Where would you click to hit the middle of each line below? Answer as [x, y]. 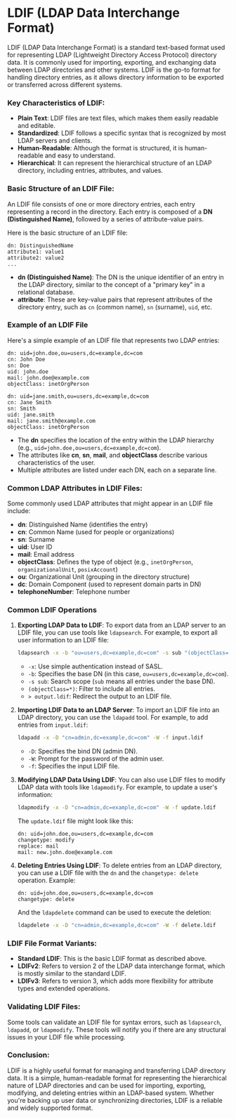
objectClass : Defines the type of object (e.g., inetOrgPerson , [105, 562]
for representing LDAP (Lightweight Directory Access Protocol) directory [112, 55]
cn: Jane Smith [29, 402]
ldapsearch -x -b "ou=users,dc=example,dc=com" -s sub [99, 653]
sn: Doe [19, 366]
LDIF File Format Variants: [52, 943]
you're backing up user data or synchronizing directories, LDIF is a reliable [115, 1100]
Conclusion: [28, 1055]
